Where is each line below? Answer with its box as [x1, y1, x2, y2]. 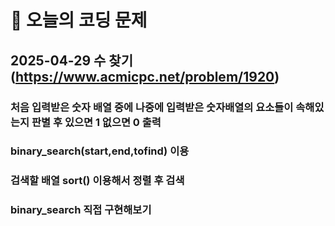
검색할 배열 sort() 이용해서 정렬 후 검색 [10, 174, 185, 188]
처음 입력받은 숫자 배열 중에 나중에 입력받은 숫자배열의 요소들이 [10, 100, 294, 114]
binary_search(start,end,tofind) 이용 [10, 144, 190, 158]
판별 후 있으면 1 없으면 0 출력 [31, 115, 162, 129]
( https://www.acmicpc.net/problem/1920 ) [10, 68, 280, 85]
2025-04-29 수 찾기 [10, 52, 134, 69]
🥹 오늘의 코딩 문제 [10, 9, 148, 32]
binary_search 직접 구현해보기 [10, 203, 152, 217]
